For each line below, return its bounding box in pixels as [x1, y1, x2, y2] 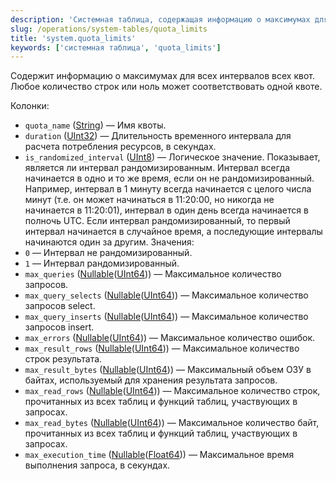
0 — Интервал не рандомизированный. [24, 247, 193, 259]
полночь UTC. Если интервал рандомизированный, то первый [24, 215, 291, 227]
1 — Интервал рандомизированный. [24, 257, 180, 270]
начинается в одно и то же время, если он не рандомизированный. [24, 172, 315, 185]
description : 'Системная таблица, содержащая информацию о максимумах [10, 14, 311, 25]
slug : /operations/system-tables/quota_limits [10, 24, 208, 34]
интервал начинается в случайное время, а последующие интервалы [24, 226, 323, 238]
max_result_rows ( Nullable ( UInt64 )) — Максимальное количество [24, 342, 300, 355]
